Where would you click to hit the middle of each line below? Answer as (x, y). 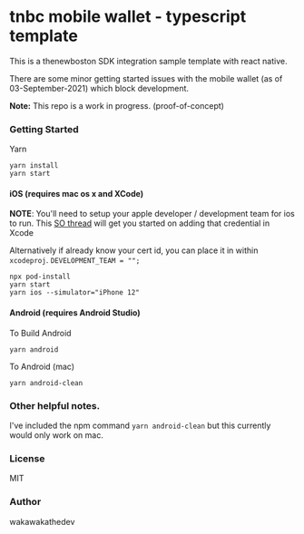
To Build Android (40, 333)
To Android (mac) (42, 366)
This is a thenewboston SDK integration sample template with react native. (148, 61)
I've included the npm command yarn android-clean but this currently (140, 425)
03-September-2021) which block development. (99, 88)
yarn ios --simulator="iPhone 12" (75, 293)
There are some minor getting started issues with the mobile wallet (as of (146, 78)
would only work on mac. (57, 435)
